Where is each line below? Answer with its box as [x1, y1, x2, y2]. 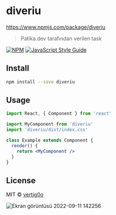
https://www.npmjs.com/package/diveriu [6, 23, 106, 31]
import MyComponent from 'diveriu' [6, 122, 94, 127]
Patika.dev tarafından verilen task [20, 35, 102, 42]
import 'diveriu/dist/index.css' [6, 127, 88, 133]
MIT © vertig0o [6, 191, 44, 198]
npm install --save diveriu [6, 79, 75, 85]
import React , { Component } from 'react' [6, 110, 112, 117]
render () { [11, 143, 38, 149]
